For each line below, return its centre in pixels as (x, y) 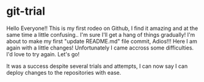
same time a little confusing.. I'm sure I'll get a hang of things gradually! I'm (101, 34)
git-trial (26, 11)
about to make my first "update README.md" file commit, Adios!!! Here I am (102, 41)
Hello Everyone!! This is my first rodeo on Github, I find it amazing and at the (102, 28)
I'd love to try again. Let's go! (43, 54)
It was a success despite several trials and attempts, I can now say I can (97, 66)
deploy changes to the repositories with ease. (64, 72)
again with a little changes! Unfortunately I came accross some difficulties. (100, 48)
